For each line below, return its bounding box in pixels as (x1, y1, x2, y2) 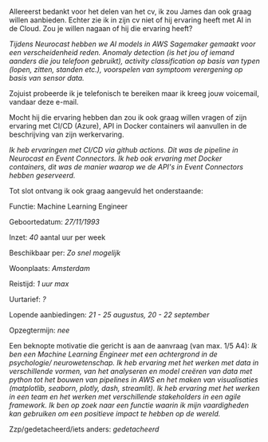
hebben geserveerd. (9, 171, 76, 180)
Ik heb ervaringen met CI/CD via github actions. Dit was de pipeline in (9, 145, 238, 154)
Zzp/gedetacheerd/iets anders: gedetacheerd (9, 424, 160, 434)
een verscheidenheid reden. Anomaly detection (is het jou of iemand (9, 48, 235, 57)
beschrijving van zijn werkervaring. (9, 129, 124, 139)
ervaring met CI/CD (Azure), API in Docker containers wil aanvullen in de (9, 121, 247, 130)
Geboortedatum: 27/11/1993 (9, 217, 100, 226)
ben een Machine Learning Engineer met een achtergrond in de (9, 349, 218, 359)
